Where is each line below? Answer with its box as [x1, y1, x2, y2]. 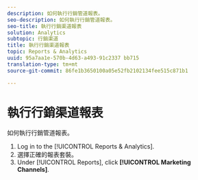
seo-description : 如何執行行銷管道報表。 [7, 16, 116, 23]
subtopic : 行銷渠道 [7, 36, 59, 42]
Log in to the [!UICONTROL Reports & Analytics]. [16, 142, 155, 151]
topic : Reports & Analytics [7, 49, 88, 55]
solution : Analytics [7, 29, 66, 36]
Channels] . [16, 166, 49, 174]
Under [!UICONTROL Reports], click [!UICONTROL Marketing [16, 158, 191, 166]
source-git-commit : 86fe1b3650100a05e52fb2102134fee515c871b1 [7, 67, 188, 74]
